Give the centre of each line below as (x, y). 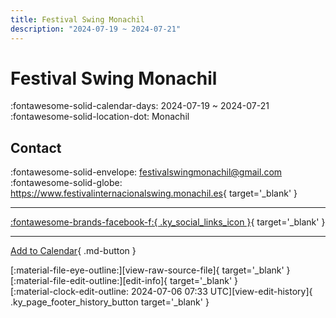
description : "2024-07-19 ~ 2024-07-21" (96, 29)
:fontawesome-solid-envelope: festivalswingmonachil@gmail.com (146, 172)
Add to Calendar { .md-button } (73, 251)
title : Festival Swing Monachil (77, 19)
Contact (36, 147)
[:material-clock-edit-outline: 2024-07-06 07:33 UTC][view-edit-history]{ (161, 292)
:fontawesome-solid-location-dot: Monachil (100, 117)
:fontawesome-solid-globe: (66, 183)
